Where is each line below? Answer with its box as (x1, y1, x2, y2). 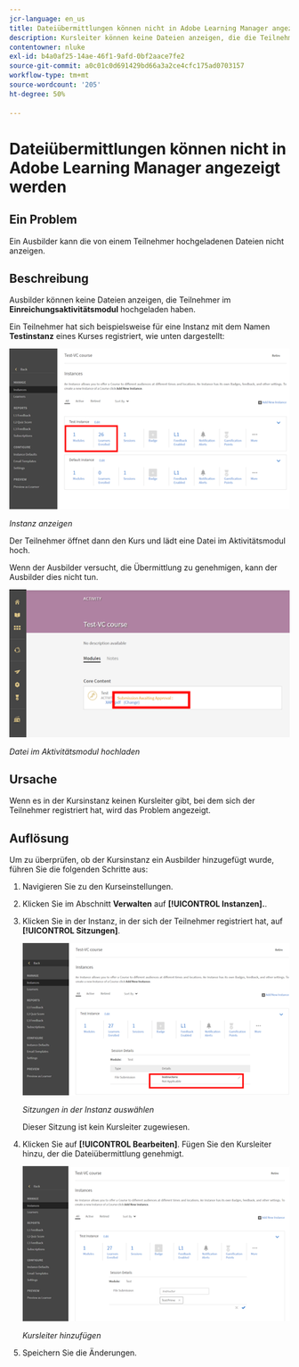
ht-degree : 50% (9, 89, 66, 98)
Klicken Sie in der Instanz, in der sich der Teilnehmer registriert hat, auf (21, 915, 283, 927)
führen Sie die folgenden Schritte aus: (9, 864, 149, 874)
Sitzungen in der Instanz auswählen (21, 1104, 155, 1114)
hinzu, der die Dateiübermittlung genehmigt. (21, 1147, 184, 1159)
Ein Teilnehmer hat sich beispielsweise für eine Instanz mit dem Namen (9, 321, 271, 332)
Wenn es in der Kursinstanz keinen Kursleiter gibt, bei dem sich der (9, 795, 255, 807)
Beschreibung (9, 270, 89, 286)
